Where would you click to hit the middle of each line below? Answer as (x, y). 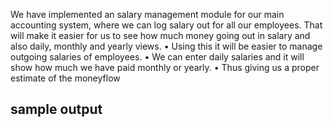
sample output (56, 109)
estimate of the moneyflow (65, 78)
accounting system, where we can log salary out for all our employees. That (166, 25)
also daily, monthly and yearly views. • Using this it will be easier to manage (166, 46)
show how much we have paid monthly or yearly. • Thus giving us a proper (165, 67)
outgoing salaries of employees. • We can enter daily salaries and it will (157, 57)
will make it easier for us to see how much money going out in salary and (160, 35)
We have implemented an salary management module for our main (147, 14)
